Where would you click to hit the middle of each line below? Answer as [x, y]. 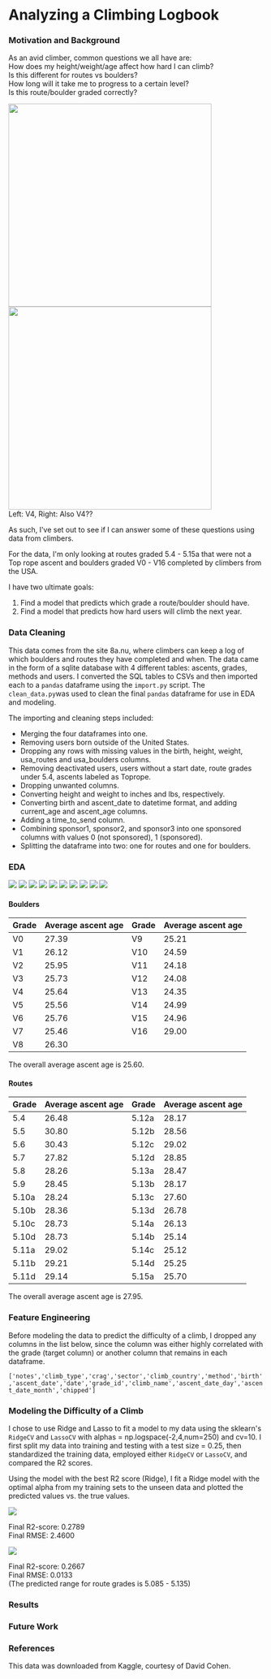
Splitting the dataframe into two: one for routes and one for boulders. [135, 845]
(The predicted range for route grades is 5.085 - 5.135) [99, 1584]
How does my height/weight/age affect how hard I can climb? [111, 67]
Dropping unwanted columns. [69, 785]
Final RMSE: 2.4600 [42, 1535]
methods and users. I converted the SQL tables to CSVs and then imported [133, 676]
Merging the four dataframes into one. [84, 733]
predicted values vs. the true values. [69, 1496]
